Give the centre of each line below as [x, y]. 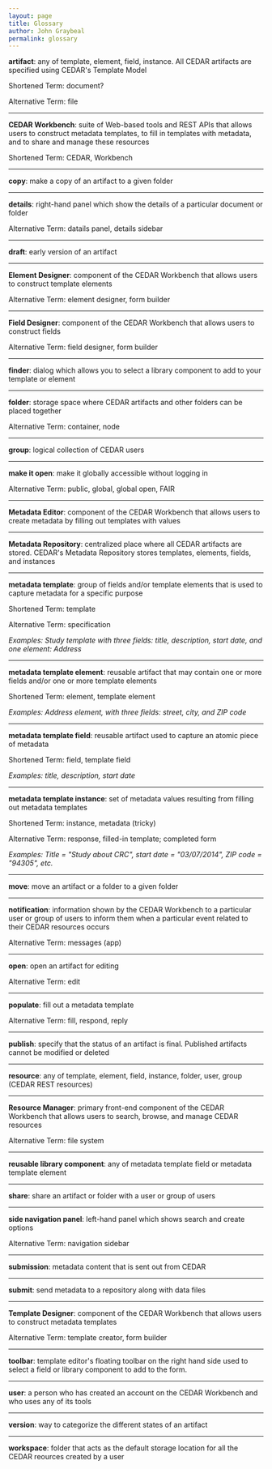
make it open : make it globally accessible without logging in [108, 473]
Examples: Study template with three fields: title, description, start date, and [136, 640]
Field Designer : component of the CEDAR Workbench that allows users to [132, 323]
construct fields [34, 331]
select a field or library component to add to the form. [98, 1369]
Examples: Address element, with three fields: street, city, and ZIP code [127, 712]
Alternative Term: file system [56, 1141]
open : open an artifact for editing [64, 966]
